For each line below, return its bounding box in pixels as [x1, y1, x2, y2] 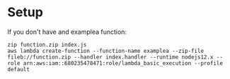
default [7, 66, 30, 73]
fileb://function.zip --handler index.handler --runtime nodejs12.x [7, 54, 214, 61]
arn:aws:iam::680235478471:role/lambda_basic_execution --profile [23, 59, 223, 67]
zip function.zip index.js [7, 41, 87, 48]
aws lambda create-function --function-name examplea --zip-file [7, 47, 204, 54]
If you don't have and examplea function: [7, 28, 127, 36]
